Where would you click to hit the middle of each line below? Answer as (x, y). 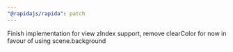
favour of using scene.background (57, 41)
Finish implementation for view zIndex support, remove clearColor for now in (117, 33)
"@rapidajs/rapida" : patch (46, 14)
